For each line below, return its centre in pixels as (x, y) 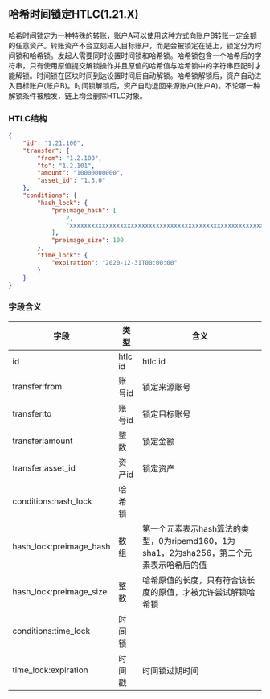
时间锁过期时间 (170, 670)
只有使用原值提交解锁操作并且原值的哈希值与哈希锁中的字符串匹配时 (142, 65)
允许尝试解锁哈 (227, 592)
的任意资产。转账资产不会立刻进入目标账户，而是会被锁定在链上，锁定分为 (131, 45)
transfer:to (32, 413)
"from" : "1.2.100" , (70, 158)
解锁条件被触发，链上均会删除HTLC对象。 (78, 96)
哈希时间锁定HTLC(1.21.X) (74, 14)
